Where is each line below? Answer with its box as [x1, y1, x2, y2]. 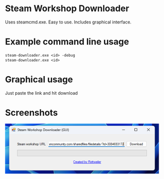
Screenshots [5, 107, 58, 118]
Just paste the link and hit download [5, 90, 78, 96]
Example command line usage [5, 36, 129, 47]
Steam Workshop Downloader [5, 3, 129, 14]
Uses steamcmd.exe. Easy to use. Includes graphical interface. [5, 19, 132, 25]
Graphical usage [5, 74, 73, 85]
